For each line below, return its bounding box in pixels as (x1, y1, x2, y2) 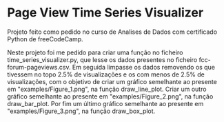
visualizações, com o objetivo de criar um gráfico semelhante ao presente (7, 77, 217, 85)
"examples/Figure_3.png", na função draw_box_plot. (7, 107, 156, 115)
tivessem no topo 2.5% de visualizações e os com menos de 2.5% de (7, 70, 205, 79)
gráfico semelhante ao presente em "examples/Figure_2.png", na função (7, 92, 214, 101)
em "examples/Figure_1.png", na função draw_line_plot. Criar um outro (7, 85, 207, 93)
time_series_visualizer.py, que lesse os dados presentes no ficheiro (7, 55, 198, 63)
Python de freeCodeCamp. (7, 34, 84, 43)
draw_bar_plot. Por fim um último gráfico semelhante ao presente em (7, 99, 204, 108)
